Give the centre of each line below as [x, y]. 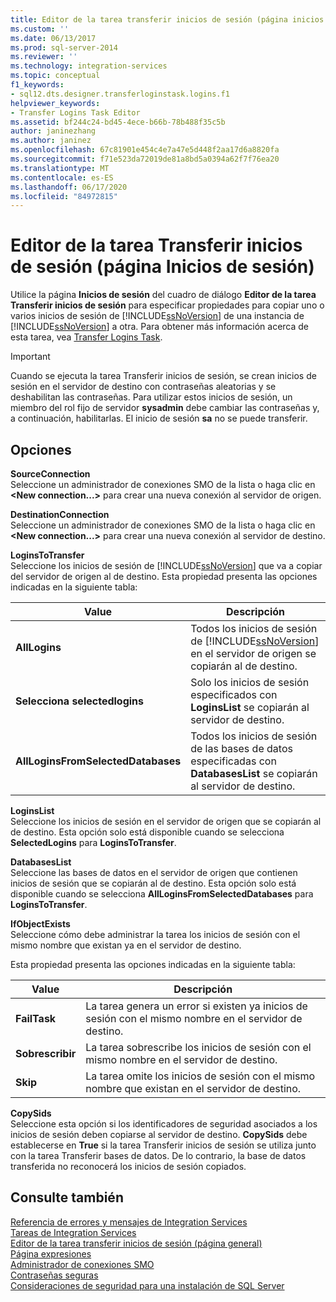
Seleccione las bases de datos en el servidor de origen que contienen [154, 872]
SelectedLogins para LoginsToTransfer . [93, 842]
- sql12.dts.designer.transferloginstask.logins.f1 [120, 94]
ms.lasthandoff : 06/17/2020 [69, 187]
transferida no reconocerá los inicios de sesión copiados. [128, 1166]
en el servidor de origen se [253, 653]
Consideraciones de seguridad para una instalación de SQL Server [147, 1285]
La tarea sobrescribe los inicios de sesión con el [198, 1047]
